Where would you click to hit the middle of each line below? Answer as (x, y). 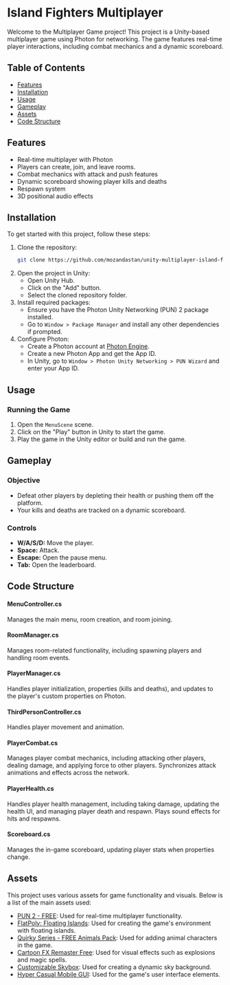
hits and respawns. (34, 818)
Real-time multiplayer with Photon (65, 159)
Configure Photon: (43, 339)
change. (19, 857)
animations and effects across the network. (68, 773)
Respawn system (41, 189)
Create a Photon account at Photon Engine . (88, 346)
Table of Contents (46, 68)
